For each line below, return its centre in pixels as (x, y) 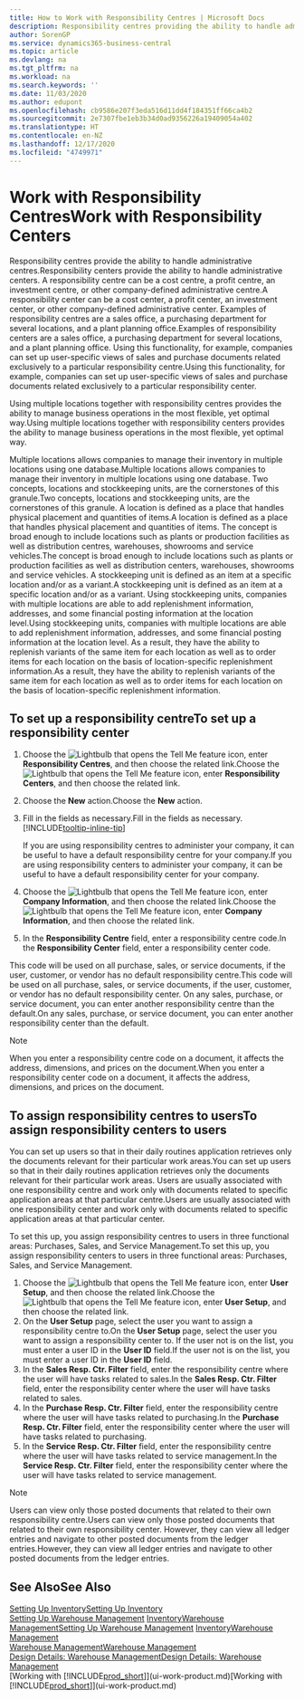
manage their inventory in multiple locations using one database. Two (139, 478)
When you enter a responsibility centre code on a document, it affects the (147, 1058)
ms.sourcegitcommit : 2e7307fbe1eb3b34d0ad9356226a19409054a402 (131, 119)
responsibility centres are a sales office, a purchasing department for (138, 319)
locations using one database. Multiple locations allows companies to (138, 469)
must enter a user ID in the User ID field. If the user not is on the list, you (156, 1351)
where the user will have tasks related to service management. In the (150, 1456)
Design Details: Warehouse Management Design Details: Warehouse (136, 1657)
